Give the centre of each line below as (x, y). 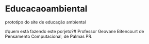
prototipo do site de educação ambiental (46, 22)
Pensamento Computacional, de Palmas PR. (49, 36)
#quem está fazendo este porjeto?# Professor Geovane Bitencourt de (74, 31)
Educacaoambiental (46, 9)
